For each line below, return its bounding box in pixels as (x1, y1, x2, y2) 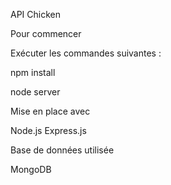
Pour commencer (10, 28, 82, 39)
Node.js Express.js (10, 125, 87, 136)
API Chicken (10, 9, 61, 20)
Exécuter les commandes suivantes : (10, 47, 162, 59)
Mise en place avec (10, 105, 91, 117)
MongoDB (10, 164, 52, 175)
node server (10, 86, 61, 98)
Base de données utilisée (10, 144, 115, 156)
